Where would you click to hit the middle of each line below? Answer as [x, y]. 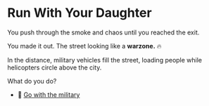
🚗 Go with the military [49, 94]
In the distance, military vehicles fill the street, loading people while [105, 60]
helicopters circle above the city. [55, 67]
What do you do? [32, 81]
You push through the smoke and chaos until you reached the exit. [103, 32]
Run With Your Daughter [80, 13]
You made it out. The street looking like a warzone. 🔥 [84, 46]
